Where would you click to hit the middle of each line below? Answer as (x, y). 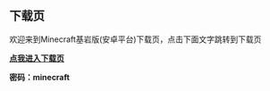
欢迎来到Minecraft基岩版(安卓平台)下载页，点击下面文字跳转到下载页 (135, 39)
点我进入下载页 (37, 58)
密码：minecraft (39, 77)
